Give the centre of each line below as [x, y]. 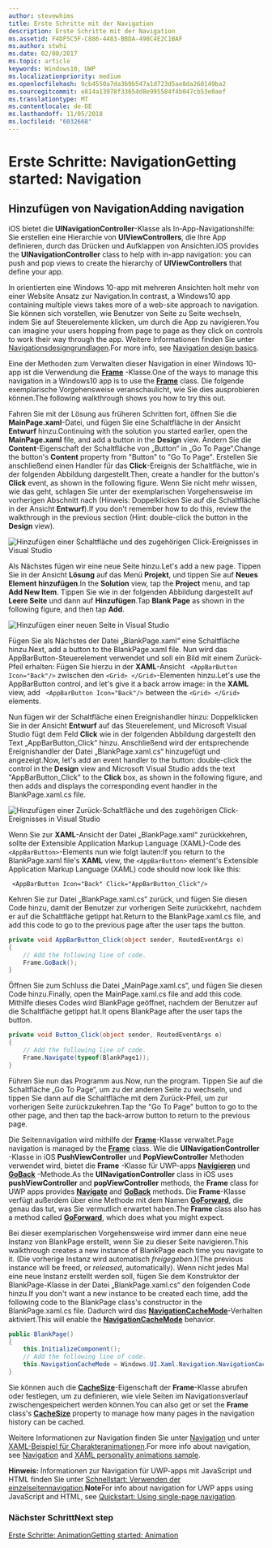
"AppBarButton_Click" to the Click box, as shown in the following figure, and [136, 777]
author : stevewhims [41, 16]
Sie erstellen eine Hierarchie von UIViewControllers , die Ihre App [117, 237]
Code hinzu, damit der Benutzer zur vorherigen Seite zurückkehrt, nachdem [135, 907]
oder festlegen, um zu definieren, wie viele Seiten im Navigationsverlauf [128, 1396]
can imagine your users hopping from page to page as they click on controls [136, 331]
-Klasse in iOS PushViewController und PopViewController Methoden [126, 1157]
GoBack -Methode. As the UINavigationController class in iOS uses [121, 1174]
